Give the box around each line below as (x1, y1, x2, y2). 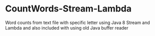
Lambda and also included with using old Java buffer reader (5, 24, 129, 30)
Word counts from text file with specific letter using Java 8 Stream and (5, 19, 151, 25)
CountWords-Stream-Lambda (5, 3, 132, 14)
